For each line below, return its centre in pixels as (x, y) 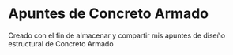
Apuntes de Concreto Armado (109, 14)
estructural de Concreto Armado (61, 43)
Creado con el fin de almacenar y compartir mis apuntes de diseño (117, 35)
